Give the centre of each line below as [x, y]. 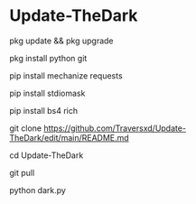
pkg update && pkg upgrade [62, 41]
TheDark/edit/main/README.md [69, 137]
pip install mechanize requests [66, 75]
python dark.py [37, 190]
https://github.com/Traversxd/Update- [115, 128]
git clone [26, 128]
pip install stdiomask [47, 93]
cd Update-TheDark [47, 155]
